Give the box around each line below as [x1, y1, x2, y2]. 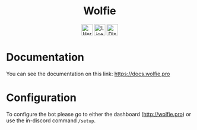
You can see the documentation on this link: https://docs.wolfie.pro [6, 70, 170, 77]
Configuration [6, 91, 77, 104]
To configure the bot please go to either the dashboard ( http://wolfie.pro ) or [6, 110, 192, 118]
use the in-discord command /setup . [6, 117, 96, 124]
